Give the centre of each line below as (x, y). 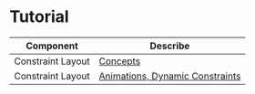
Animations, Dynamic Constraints (170, 76)
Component (52, 46)
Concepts (120, 61)
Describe (170, 46)
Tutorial (40, 17)
